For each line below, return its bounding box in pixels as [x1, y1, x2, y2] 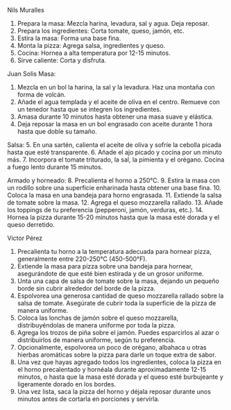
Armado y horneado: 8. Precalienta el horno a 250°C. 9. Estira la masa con [7, 176, 221, 185]
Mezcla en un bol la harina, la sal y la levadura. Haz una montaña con [17, 83, 215, 91]
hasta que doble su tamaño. [17, 128, 97, 135]
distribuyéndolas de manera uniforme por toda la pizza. [17, 321, 176, 329]
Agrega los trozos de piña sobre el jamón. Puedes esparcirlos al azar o [17, 329, 220, 336]
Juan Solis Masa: [7, 69, 56, 78]
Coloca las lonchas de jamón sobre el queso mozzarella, [17, 314, 179, 322]
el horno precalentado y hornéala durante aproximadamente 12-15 [17, 366, 207, 373]
